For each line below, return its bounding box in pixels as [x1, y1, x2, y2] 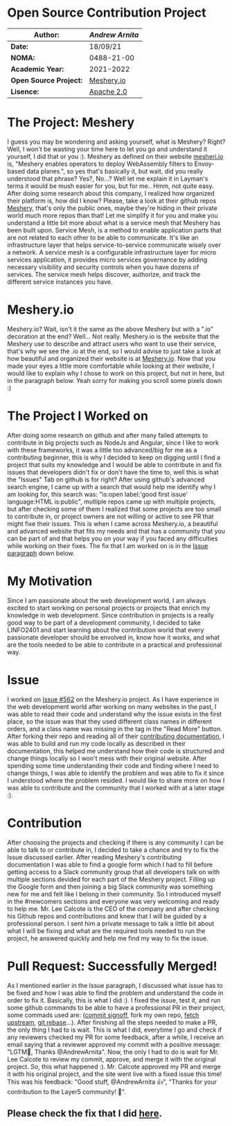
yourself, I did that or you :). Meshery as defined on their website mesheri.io [7, 152, 224, 160]
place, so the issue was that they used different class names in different [7, 717, 213, 726]
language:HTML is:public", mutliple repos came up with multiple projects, [7, 497, 216, 506]
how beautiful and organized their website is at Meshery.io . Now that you [7, 354, 216, 362]
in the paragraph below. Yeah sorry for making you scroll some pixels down [7, 376, 222, 384]
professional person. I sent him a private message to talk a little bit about [7, 919, 215, 928]
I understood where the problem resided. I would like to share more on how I [7, 776, 225, 785]
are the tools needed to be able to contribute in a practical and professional [7, 640, 222, 649]
